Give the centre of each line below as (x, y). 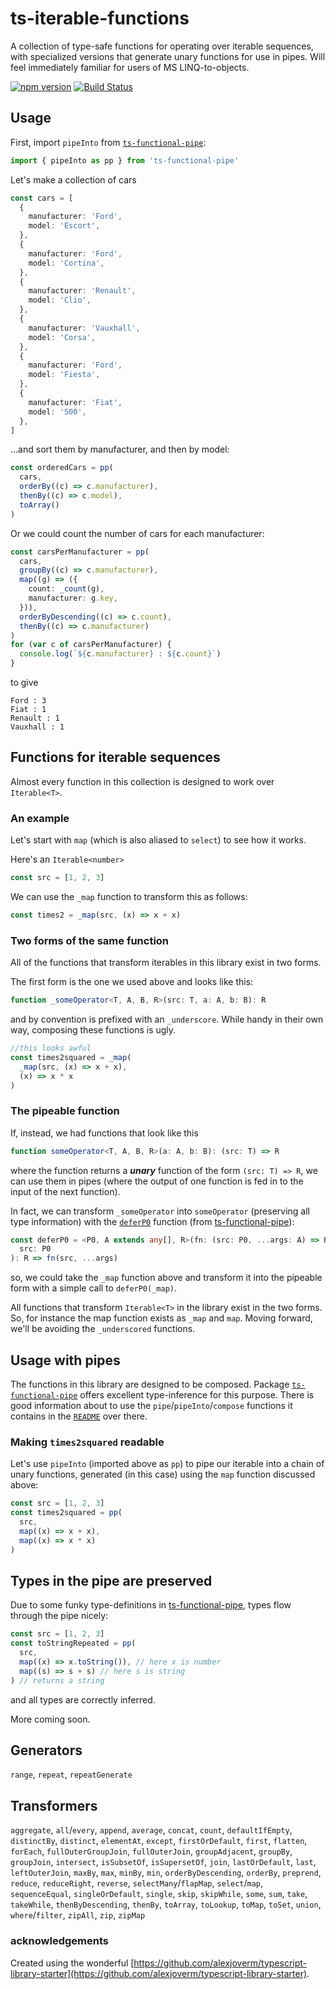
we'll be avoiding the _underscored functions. (103, 1329)
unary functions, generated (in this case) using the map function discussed (163, 1474)
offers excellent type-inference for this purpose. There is (197, 1395)
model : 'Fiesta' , (64, 375)
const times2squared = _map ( (71, 1057)
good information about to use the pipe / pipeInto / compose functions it (151, 1406)
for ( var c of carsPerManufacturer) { (91, 645)
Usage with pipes (65, 1360)
